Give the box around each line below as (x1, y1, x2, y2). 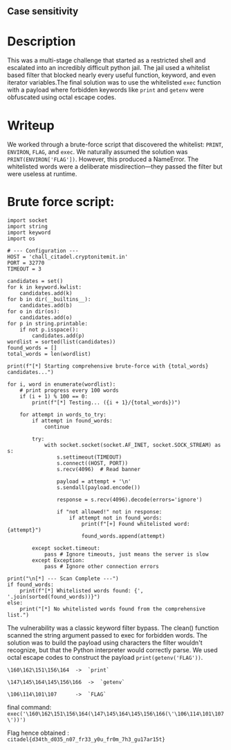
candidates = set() (7, 278, 64, 285)
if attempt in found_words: (32, 418, 113, 425)
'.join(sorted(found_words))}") (7, 593, 100, 601)
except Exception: (32, 557, 85, 564)
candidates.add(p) (32, 332, 85, 339)
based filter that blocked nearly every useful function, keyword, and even (7, 71, 216, 79)
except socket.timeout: (32, 545, 100, 552)
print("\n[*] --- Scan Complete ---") (7, 575, 119, 582)
